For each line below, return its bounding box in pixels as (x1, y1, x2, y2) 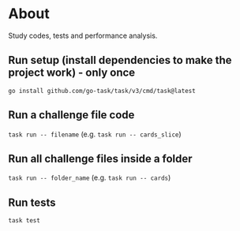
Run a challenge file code (8, 108, 135, 122)
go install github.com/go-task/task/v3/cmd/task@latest (8, 87, 196, 95)
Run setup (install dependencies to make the (8, 54, 232, 67)
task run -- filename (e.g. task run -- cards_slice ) (8, 129, 182, 139)
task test (8, 217, 41, 225)
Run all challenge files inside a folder (8, 151, 193, 166)
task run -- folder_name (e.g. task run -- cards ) (8, 173, 171, 182)
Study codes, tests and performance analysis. (8, 31, 158, 40)
